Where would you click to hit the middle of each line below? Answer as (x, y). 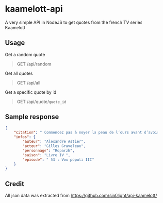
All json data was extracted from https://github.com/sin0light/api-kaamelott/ (81, 196)
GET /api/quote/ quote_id (41, 101)
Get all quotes (19, 73)
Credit (15, 184)
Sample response (32, 117)
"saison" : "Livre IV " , (46, 155)
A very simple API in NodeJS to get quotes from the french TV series (74, 22)
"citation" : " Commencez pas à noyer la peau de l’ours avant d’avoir (87, 133)
